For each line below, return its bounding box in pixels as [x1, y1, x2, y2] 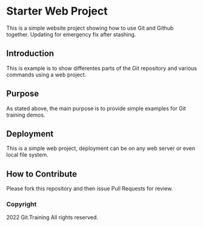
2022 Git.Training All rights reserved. [6, 214, 98, 221]
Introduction [6, 49, 55, 59]
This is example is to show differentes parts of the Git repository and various [6, 64, 197, 72]
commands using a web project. [6, 71, 87, 78]
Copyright [6, 200, 37, 209]
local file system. [6, 151, 48, 158]
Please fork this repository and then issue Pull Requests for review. [6, 185, 173, 192]
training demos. [6, 111, 45, 118]
